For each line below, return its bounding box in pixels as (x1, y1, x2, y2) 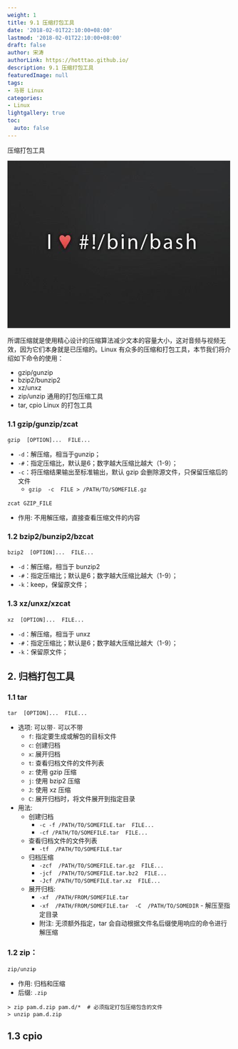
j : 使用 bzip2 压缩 (28, 777, 81, 786)
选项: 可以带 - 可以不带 (17, 723, 83, 732)
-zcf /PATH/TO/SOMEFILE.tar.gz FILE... (38, 863, 164, 870)
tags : (7, 79, 24, 86)
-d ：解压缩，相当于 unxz (17, 629, 90, 638)
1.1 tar (7, 692, 28, 702)
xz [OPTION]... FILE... (7, 616, 84, 623)
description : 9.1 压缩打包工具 (7, 64, 94, 71)
